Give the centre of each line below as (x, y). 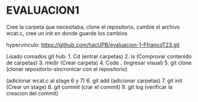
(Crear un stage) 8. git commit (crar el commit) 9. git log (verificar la (89, 86)
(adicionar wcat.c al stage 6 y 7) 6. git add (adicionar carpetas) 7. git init (95, 81)
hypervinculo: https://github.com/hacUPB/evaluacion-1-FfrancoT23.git (93, 45)
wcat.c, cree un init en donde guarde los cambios (67, 33)
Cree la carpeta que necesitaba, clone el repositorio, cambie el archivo (93, 27)
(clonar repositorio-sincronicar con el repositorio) (67, 69)
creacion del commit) (32, 93)
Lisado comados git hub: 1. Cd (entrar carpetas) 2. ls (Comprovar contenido (99, 56)
